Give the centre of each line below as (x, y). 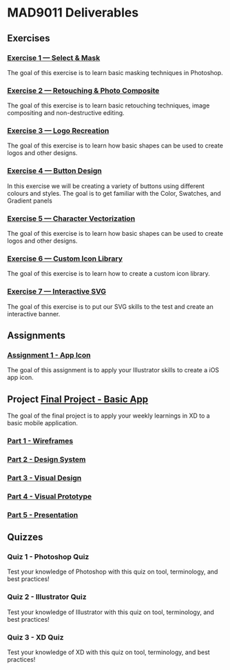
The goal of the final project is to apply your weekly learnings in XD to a (108, 416)
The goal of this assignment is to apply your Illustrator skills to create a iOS (113, 370)
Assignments (36, 336)
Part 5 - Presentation (43, 515)
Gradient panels (30, 201)
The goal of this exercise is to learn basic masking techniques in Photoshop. (115, 72)
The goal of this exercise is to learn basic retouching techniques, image (108, 105)
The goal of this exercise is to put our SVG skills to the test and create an (110, 306)
